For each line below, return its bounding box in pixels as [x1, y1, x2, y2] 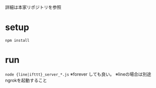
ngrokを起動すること [5, 77, 47, 83]
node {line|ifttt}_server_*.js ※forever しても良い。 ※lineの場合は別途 [5, 71, 152, 77]
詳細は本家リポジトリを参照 [5, 4, 62, 10]
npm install [5, 38, 30, 43]
